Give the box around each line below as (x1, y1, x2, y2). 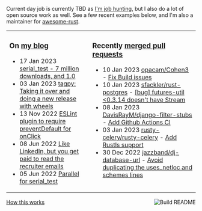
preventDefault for (19, 124, 72, 133)
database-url (102, 156, 141, 164)
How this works (6, 198, 45, 206)
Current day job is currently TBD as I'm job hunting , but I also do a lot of (6, 5, 185, 12)
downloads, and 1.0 (19, 72, 76, 80)
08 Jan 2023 (102, 103, 140, 111)
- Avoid (141, 156, 164, 164)
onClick (19, 132, 41, 140)
